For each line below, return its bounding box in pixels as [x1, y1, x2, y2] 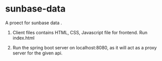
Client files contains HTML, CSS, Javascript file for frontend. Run [12, 29, 148, 35]
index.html [12, 35, 35, 41]
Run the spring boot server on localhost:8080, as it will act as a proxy [12, 44, 157, 50]
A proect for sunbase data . [5, 20, 62, 26]
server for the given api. [12, 50, 63, 56]
